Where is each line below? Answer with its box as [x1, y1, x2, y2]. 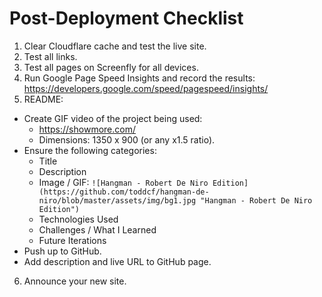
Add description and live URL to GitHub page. [23, 255, 212, 267]
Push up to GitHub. [23, 245, 102, 257]
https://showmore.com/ [38, 123, 136, 135]
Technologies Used [38, 213, 119, 225]
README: [23, 93, 64, 105]
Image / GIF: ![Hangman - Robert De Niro [38, 176, 209, 188]
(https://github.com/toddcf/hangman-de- [38, 187, 210, 197]
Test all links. [23, 50, 78, 62]
